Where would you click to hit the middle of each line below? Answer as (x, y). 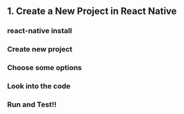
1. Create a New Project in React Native (92, 11)
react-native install (40, 31)
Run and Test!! (32, 104)
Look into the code (39, 87)
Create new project (40, 49)
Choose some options (45, 68)
